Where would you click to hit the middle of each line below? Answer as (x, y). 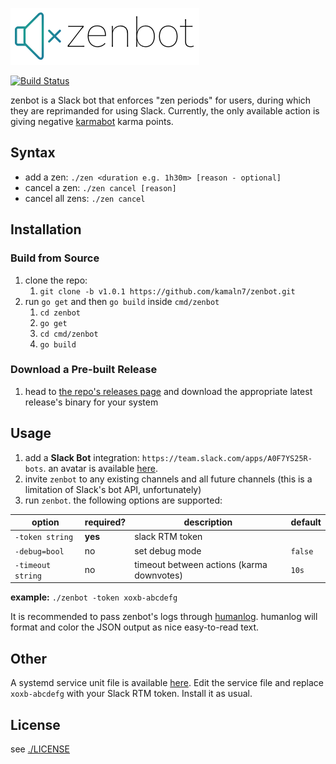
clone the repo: (56, 280)
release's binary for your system (91, 402)
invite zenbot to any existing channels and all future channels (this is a (168, 479)
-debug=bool (39, 551)
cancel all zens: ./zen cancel (85, 198)
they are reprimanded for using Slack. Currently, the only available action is (165, 111)
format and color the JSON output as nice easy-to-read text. (135, 627)
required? (105, 522)
